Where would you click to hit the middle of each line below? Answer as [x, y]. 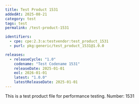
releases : [15, 54]
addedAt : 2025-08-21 [26, 14]
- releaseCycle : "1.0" [33, 59]
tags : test [16, 23]
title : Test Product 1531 [31, 10]
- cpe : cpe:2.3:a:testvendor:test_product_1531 [59, 41]
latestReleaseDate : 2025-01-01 [46, 82]
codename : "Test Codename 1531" [47, 64]
